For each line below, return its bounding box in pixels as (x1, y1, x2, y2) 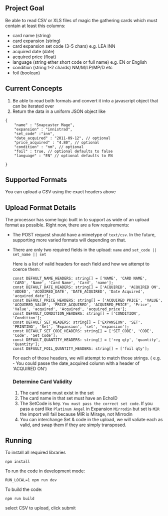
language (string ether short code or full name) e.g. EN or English (12, 59, 147, 65)
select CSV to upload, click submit (5, 505, 76, 511)
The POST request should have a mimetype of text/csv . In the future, (12, 232, 156, 238)
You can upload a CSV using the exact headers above (5, 189, 116, 195)
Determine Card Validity (12, 378, 72, 385)
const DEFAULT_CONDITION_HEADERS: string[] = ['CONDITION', (12, 311, 140, 316)
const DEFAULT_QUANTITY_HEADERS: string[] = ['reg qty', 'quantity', (12, 337, 161, 343)
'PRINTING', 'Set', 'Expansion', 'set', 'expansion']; (12, 324, 129, 329)
